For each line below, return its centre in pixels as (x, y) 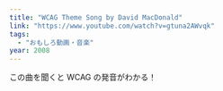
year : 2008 (30, 51)
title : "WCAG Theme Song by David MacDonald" (96, 17)
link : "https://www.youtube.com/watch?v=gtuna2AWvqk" (112, 26)
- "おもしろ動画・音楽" (56, 42)
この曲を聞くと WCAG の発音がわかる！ (83, 78)
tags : (19, 34)
